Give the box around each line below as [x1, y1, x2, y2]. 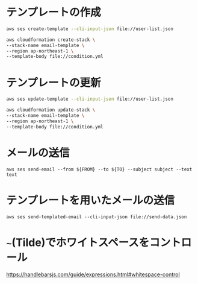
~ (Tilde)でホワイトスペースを [6, 236, 150, 249]
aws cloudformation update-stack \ [6, 107, 96, 113]
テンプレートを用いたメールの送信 [6, 194, 175, 207]
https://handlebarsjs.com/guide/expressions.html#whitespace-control [6, 271, 181, 278]
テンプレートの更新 [6, 76, 101, 89]
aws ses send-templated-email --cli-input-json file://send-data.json [6, 213, 187, 220]
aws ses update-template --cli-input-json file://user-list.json [6, 96, 173, 103]
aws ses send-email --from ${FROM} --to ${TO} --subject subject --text [6, 166, 193, 172]
